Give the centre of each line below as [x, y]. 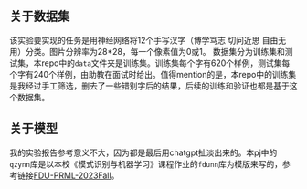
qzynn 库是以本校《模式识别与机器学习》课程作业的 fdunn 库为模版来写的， [146, 163]
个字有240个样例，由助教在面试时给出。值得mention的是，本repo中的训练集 [153, 74]
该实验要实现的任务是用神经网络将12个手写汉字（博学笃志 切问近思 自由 [144, 40]
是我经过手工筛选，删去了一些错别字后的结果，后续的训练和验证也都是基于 [149, 86]
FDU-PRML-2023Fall [72, 175]
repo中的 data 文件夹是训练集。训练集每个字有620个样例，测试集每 [165, 63]
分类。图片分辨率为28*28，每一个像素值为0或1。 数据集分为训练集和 [155, 51]
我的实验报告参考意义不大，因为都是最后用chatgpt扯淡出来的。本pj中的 [143, 152]
